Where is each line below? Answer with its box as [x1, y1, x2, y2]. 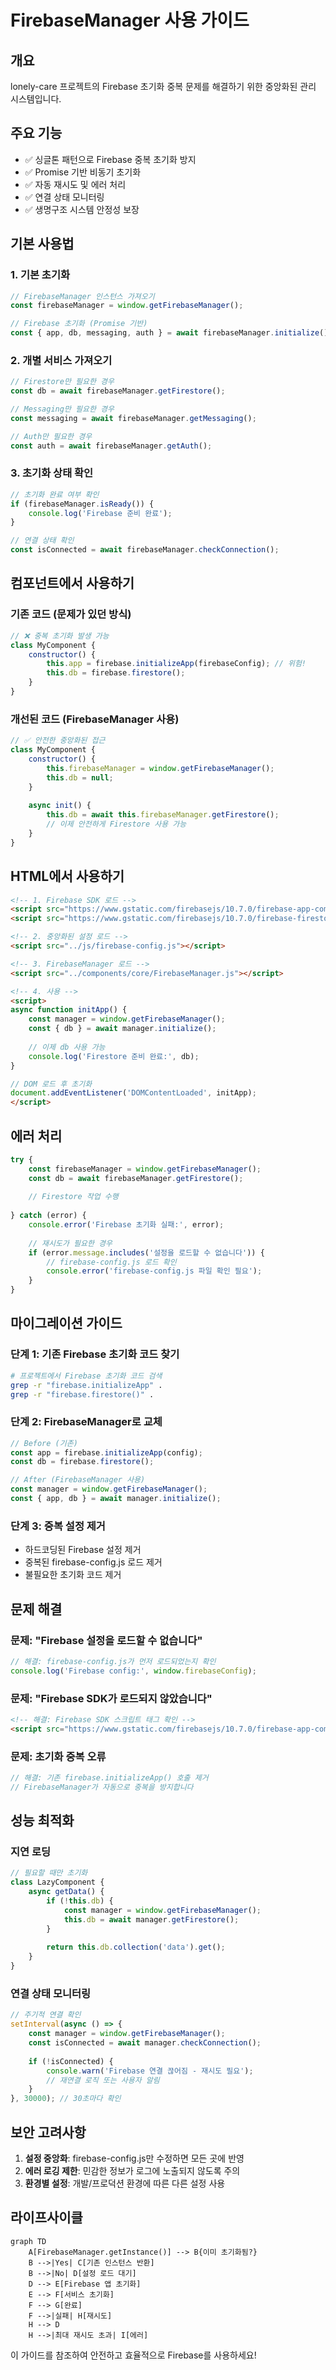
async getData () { [28, 1887, 105, 1897]
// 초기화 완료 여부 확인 [10, 489, 100, 500]
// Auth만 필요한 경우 [10, 431, 93, 441]
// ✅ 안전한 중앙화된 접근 [10, 736, 106, 746]
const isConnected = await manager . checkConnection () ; [28, 2038, 262, 2048]
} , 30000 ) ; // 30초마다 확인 [10, 2094, 122, 2104]
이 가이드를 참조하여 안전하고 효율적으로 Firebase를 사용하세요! [10, 2349, 257, 2361]
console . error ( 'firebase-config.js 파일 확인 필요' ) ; [46, 1266, 263, 1276]
